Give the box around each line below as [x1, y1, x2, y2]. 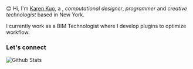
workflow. [6, 29, 30, 36]
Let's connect [6, 43, 46, 51]
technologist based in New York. [6, 11, 85, 18]
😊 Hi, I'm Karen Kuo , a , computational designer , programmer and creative [6, 5, 188, 12]
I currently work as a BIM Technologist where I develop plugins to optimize [6, 23, 187, 29]
